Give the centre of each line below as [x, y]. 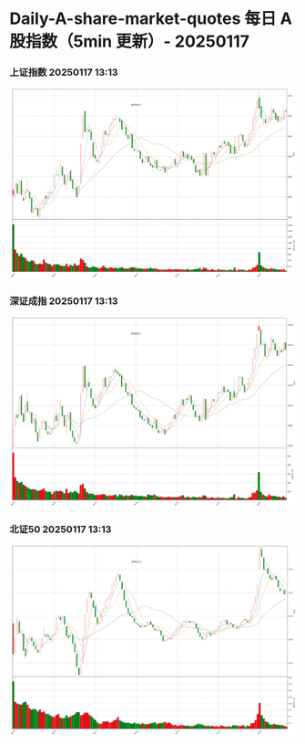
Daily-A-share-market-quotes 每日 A [151, 19]
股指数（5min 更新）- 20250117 [130, 42]
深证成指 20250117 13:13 [64, 300]
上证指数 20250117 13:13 [64, 72]
